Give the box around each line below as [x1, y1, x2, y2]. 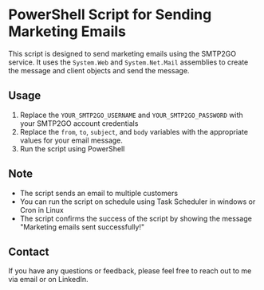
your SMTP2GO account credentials [19, 118, 139, 128]
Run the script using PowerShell [19, 143, 125, 153]
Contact [8, 245, 49, 258]
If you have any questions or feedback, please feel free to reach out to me [8, 266, 252, 276]
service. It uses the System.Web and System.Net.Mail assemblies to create [8, 57, 249, 67]
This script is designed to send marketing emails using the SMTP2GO [8, 49, 237, 58]
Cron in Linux [19, 205, 64, 214]
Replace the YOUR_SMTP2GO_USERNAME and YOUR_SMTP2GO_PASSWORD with [19, 110, 243, 120]
